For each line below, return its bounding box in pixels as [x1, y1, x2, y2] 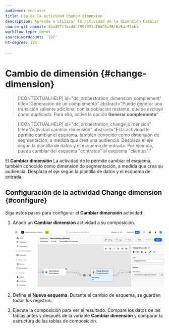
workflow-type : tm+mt [5, 29, 51, 35]
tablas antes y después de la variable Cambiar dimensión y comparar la [12, 313, 163, 319]
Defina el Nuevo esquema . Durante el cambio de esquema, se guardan [12, 292, 161, 298]
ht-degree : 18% [5, 40, 37, 45]
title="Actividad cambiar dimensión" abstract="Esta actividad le [17, 126, 150, 132]
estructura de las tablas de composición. [12, 318, 97, 324]
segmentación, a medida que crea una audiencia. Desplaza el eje [17, 137, 153, 143]
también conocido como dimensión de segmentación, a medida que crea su [5, 163, 163, 169]
